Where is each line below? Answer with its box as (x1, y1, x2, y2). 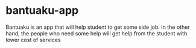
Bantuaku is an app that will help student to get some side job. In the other (5, 23, 191, 31)
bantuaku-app (5, 4, 79, 17)
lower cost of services (5, 36, 61, 43)
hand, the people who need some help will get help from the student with (5, 29, 188, 37)
